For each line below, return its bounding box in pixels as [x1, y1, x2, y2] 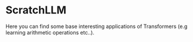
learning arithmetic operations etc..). [5, 29, 95, 36]
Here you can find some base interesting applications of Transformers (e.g [5, 23, 188, 30]
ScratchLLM [5, 3, 66, 17]
